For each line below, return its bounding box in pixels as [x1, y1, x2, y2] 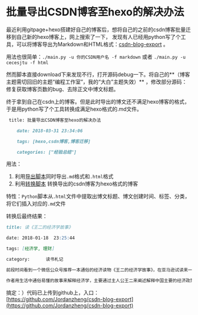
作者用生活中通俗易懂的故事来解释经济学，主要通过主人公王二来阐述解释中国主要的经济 [6, 277, 186, 283]
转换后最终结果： [6, 213, 48, 220]
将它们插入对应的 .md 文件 [6, 200, 66, 207]
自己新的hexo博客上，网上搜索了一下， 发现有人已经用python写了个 [16, 33, 181, 40]
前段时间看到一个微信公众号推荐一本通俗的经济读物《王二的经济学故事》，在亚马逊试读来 [6, 267, 189, 273]
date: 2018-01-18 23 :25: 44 [6, 235, 75, 241]
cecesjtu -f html [6, 59, 49, 65]
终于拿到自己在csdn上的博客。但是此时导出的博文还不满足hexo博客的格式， [6, 98, 190, 105]
